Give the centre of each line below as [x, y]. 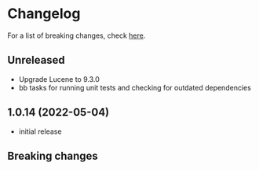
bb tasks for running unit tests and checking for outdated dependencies [135, 87]
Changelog [44, 14]
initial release [40, 131]
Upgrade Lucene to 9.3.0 [59, 79]
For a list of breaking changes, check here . [77, 35]
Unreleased [36, 60]
